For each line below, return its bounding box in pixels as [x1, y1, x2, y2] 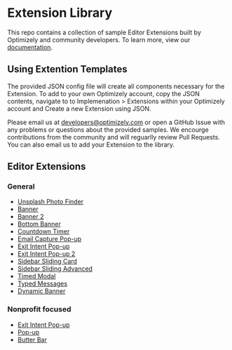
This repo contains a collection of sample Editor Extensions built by [7, 28, 202, 36]
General [7, 182, 35, 191]
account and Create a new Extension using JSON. [7, 104, 152, 113]
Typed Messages [17, 279, 68, 288]
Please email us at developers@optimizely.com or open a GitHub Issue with [7, 118, 226, 126]
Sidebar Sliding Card [17, 257, 77, 266]
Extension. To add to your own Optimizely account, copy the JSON [7, 89, 200, 97]
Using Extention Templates [7, 63, 128, 75]
